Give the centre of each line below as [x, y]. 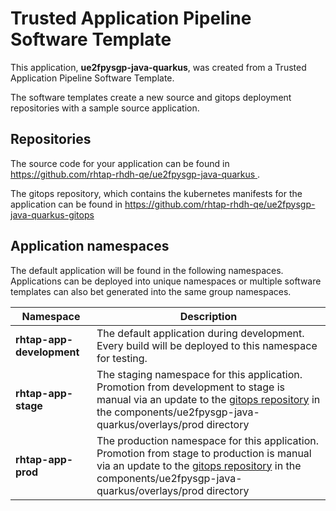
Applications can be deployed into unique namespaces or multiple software [166, 281]
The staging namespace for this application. [199, 374]
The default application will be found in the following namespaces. [147, 270]
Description [208, 316]
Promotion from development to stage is [191, 387]
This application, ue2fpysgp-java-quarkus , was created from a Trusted [158, 67]
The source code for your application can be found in [120, 163]
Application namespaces [90, 246]
